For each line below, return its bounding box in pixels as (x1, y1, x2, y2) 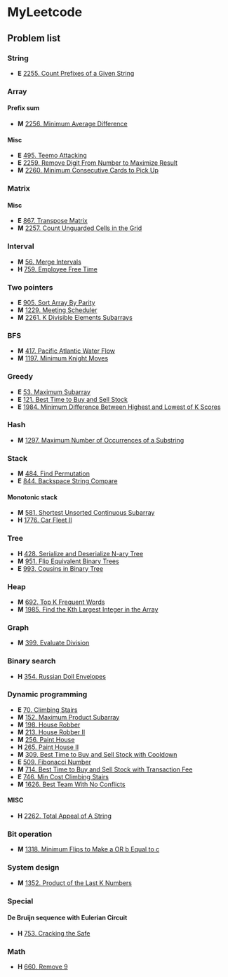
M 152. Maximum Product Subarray (17, 713, 120, 721)
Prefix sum (7, 104, 40, 112)
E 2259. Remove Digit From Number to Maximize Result (17, 159, 177, 167)
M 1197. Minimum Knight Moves (17, 354, 109, 363)
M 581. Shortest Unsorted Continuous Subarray (17, 508, 155, 517)
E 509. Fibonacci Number (17, 757, 91, 766)
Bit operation (7, 829, 53, 839)
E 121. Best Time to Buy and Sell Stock (17, 395, 128, 403)
